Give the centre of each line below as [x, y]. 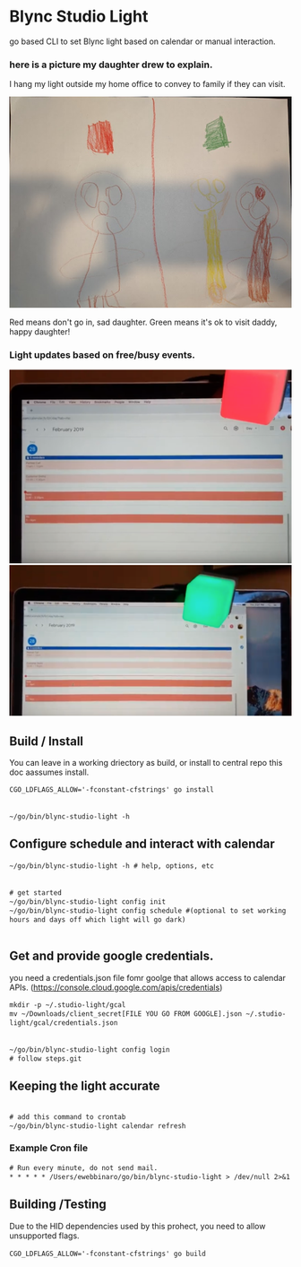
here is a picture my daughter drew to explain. [111, 65]
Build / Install [46, 741]
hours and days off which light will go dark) [98, 920]
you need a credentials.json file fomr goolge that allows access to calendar [148, 977]
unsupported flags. [44, 1236]
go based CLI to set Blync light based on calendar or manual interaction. [142, 41]
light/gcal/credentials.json [64, 1023]
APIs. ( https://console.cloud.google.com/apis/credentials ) [116, 987]
